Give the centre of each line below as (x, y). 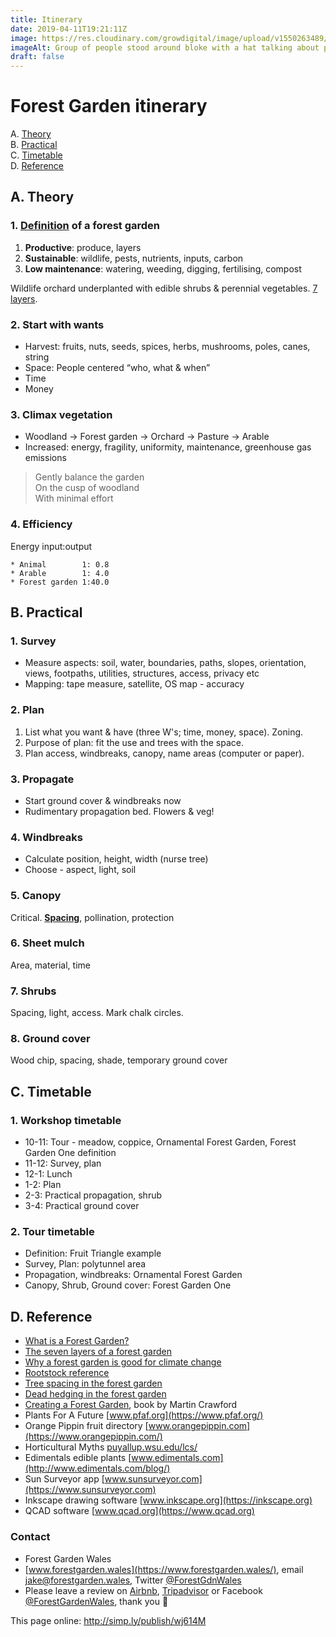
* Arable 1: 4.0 (60, 573)
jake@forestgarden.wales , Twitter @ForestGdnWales (133, 1580)
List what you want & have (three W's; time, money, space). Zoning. (164, 732)
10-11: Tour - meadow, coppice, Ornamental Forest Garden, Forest (160, 1142)
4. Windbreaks (46, 837)
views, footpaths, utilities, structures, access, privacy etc (142, 673)
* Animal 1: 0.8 (60, 564)
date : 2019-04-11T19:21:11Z (69, 29)
